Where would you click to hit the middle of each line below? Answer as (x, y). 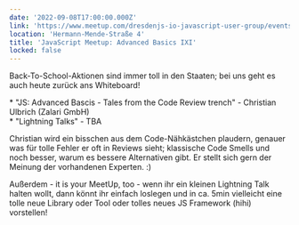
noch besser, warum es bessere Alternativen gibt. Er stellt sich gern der (141, 157)
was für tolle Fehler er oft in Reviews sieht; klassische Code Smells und (139, 149)
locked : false (36, 51)
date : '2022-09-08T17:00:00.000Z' (73, 17)
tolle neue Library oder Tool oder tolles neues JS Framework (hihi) (130, 203)
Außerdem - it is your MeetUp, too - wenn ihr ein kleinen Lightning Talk (139, 184)
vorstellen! (28, 213)
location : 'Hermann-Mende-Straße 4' (77, 34)
